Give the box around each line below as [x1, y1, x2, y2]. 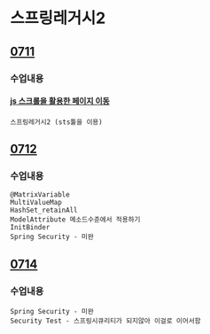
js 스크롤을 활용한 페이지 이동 [10, 96, 110, 106]
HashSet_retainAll [10, 206, 78, 215]
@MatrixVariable [10, 190, 70, 199]
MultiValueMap [10, 198, 63, 207]
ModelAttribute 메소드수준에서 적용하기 [10, 215, 141, 224]
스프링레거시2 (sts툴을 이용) [10, 117, 103, 127]
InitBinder [10, 223, 51, 232]
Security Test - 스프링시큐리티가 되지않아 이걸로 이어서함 [10, 316, 201, 326]
